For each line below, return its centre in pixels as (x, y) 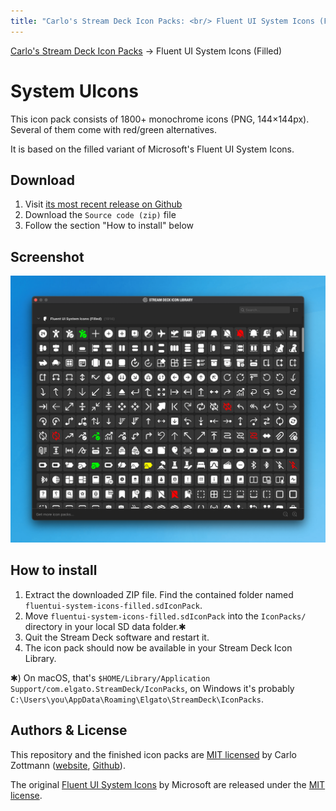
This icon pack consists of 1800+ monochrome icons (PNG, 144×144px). (160, 119)
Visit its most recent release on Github (103, 204)
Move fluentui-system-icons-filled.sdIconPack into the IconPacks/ (165, 616)
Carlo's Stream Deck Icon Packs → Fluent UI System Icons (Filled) (146, 51)
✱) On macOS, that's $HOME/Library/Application (110, 677)
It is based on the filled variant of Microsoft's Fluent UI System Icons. (152, 149)
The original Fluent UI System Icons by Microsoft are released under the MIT (168, 784)
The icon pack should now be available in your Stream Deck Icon (158, 647)
